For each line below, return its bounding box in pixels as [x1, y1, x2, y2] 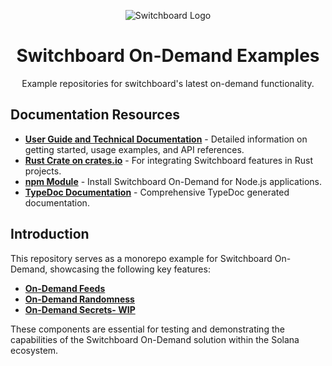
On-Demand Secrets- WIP [24, 303, 136, 315]
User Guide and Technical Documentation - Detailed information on [24, 133, 308, 145]
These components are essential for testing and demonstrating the [10, 323, 285, 335]
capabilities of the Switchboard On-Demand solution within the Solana [10, 333, 300, 345]
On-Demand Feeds [24, 282, 106, 294]
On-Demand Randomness [24, 293, 135, 305]
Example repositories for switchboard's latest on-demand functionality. [21, 77, 315, 89]
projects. [24, 165, 62, 177]
